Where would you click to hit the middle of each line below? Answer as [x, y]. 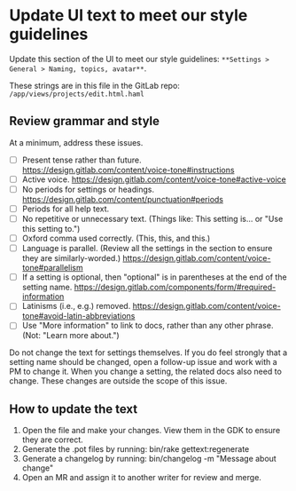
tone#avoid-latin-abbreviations [78, 316]
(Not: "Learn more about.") [70, 336]
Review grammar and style [85, 121]
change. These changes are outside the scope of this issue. [118, 381]
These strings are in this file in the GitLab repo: [94, 85]
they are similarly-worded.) [71, 258]
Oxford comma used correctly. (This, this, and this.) [116, 238]
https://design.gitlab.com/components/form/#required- [175, 287]
